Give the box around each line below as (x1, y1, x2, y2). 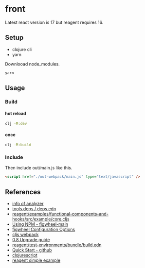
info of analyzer (12, 201, 44, 207)
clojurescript (12, 252, 37, 258)
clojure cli (12, 46, 32, 52)
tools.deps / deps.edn (12, 206, 56, 212)
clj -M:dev (5, 121, 27, 126)
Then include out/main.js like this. (5, 165, 72, 171)
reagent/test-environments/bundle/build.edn (12, 242, 102, 248)
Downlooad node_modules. (5, 61, 60, 67)
